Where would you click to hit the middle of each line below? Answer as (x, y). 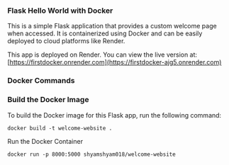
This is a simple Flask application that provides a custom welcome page (112, 26)
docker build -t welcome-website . (60, 128)
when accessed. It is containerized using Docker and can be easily (105, 33)
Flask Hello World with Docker (60, 11)
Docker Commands (41, 81)
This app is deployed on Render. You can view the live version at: (102, 55)
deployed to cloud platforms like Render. (66, 41)
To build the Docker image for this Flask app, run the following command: (114, 115)
